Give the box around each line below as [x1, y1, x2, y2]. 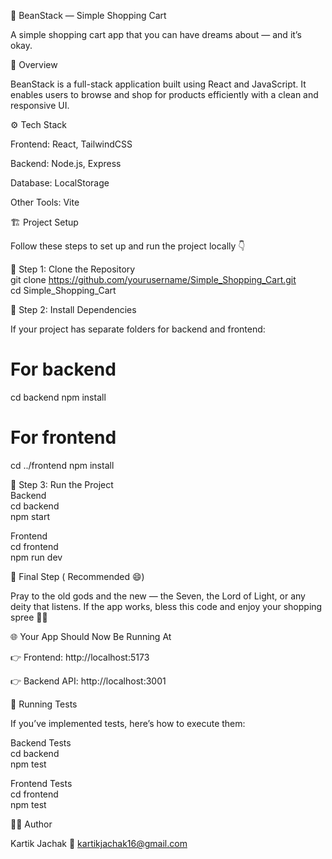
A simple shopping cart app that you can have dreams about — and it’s [10, 29, 302, 40]
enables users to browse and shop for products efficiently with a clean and [10, 89, 319, 100]
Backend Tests [10, 736, 72, 749]
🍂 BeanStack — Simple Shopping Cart [10, 10, 167, 21]
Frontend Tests [10, 777, 73, 789]
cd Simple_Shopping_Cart [10, 285, 117, 296]
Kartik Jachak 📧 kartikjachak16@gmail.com [10, 837, 188, 849]
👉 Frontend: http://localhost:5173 [10, 651, 150, 663]
